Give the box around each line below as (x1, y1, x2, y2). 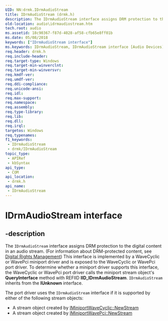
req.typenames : (5, 133, 37, 138)
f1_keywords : (5, 137, 32, 142)
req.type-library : (5, 109, 43, 115)
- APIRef (7, 156, 26, 161)
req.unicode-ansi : (5, 86, 43, 91)
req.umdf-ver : (5, 77, 35, 82)
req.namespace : (5, 100, 37, 105)
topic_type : (5, 151, 30, 156)
